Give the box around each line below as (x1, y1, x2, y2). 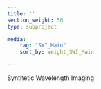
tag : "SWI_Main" (19, 42, 67, 49)
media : (7, 35, 26, 42)
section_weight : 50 (7, 17, 64, 24)
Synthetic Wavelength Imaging (7, 74, 95, 82)
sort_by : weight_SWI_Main (19, 49, 95, 56)
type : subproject (7, 23, 57, 30)
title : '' (7, 10, 36, 17)
